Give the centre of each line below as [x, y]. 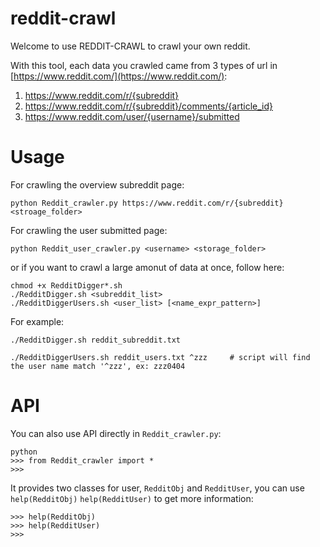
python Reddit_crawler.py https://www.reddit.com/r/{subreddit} [147, 203]
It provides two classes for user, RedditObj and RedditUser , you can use [157, 488]
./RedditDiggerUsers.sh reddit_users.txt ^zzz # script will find [160, 357]
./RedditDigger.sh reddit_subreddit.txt [96, 340]
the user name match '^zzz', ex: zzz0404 [98, 366]
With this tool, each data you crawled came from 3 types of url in [144, 65]
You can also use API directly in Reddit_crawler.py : [116, 433]
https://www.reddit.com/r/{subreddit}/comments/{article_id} [148, 106]
